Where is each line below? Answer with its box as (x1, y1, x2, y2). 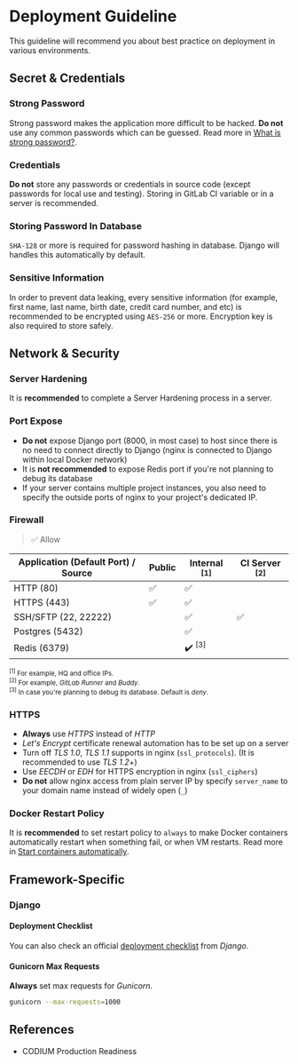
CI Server (239, 557, 281, 569)
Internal (189, 557, 223, 569)
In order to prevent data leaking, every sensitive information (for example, (9, 291, 278, 303)
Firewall (9, 513, 44, 526)
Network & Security (9, 345, 121, 361)
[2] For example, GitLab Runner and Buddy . (9, 677, 140, 687)
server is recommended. (9, 197, 99, 208)
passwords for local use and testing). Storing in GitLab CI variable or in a (9, 188, 274, 199)
